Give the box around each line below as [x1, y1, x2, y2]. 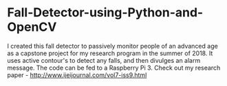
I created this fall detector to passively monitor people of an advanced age [7, 42, 218, 50]
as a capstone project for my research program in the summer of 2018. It [7, 49, 213, 57]
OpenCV [7, 19, 57, 35]
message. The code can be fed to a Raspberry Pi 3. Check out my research [7, 63, 221, 72]
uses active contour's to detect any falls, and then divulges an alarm [7, 56, 201, 64]
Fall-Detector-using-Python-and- [7, 5, 204, 20]
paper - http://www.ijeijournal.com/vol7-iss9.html [7, 70, 147, 79]
